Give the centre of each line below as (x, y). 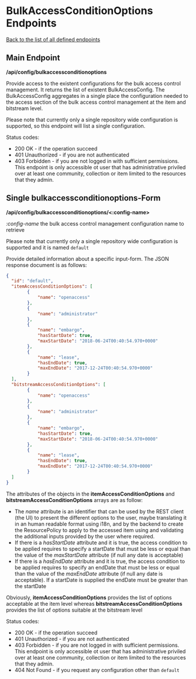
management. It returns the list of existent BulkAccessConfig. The (85, 90)
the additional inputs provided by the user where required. (85, 536)
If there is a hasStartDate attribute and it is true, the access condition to (101, 542)
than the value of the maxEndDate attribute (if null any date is (89, 574)
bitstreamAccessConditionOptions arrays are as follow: (75, 500)
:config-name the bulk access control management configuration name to (95, 223)
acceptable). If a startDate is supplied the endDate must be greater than (101, 580)
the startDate (30, 586)
